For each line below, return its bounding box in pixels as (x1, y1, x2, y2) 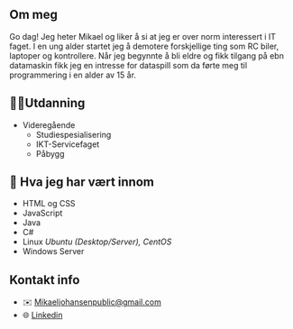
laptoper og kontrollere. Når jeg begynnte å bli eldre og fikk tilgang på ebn (9, 50, 284, 61)
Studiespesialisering (35, 129, 112, 140)
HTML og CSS (22, 198, 76, 209)
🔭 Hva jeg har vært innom (9, 175, 155, 190)
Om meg (9, 7, 59, 23)
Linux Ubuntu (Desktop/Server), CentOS (22, 236, 172, 247)
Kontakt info (9, 272, 80, 288)
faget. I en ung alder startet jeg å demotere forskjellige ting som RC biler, (9, 41, 279, 51)
